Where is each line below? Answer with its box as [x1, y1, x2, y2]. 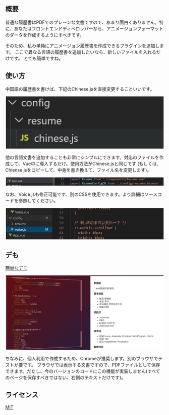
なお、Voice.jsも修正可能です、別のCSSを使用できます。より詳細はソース [5, 191, 158, 197]
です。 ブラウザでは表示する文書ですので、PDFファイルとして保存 [22, 361, 160, 368]
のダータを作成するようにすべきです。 [5, 32, 84, 38]
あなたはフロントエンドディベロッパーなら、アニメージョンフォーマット [14, 25, 164, 31]
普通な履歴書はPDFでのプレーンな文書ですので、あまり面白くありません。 [5, 19, 159, 25]
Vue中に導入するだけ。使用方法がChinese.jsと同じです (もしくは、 [22, 160, 161, 167]
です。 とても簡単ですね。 [9, 55, 64, 61]
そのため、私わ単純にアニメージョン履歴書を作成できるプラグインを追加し [5, 43, 160, 49]
